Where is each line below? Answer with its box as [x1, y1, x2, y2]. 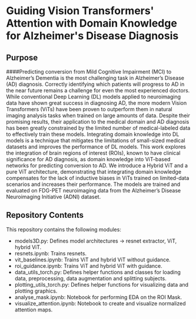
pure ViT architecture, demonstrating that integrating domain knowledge [6, 168, 181, 175]
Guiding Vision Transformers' [6, 4, 154, 18]
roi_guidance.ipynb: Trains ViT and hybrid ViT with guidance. [14, 262, 163, 269]
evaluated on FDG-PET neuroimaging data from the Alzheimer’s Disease [6, 187, 181, 194]
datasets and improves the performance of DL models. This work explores [6, 143, 187, 150]
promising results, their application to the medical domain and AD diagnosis [6, 118, 190, 125]
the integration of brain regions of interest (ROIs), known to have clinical [6, 149, 181, 157]
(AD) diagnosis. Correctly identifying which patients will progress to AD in [6, 81, 185, 88]
